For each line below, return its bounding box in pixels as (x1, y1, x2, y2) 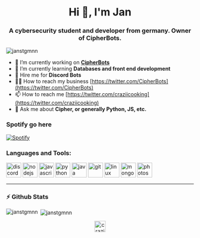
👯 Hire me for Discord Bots (14, 71, 82, 79)
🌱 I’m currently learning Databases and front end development (14, 65, 171, 72)
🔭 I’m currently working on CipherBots (14, 59, 110, 66)
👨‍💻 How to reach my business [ (14, 78, 92, 85)
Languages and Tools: (6, 148, 71, 157)
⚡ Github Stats (6, 193, 49, 201)
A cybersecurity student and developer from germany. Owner (8, 27, 192, 35)
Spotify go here (6, 120, 52, 129)
